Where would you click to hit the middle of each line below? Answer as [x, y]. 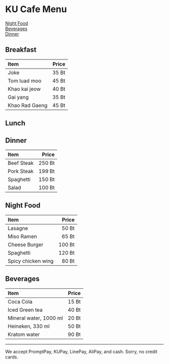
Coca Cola [20, 301]
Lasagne [18, 228]
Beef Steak [21, 163]
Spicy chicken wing [31, 261]
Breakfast [21, 50]
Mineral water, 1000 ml [35, 318]
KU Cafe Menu [36, 9]
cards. [12, 357]
